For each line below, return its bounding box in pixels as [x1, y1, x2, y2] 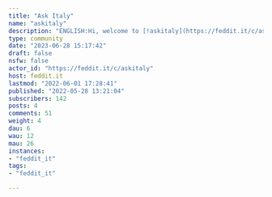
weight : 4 [8, 117, 42, 125]
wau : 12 [8, 132, 35, 140]
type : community [8, 34, 63, 43]
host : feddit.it [8, 72, 63, 80]
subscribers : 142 [8, 94, 67, 103]
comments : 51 [8, 110, 53, 118]
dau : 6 [8, 124, 31, 132]
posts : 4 [8, 102, 38, 110]
